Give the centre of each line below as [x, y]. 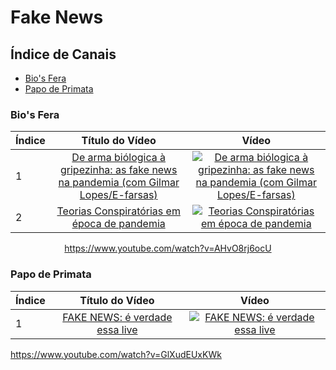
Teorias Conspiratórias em [118, 211]
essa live [117, 329]
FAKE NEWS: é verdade [117, 317]
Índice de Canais [63, 54]
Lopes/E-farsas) [118, 195]
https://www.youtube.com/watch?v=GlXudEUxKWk [116, 354]
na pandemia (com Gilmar [119, 183]
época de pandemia [118, 224]
